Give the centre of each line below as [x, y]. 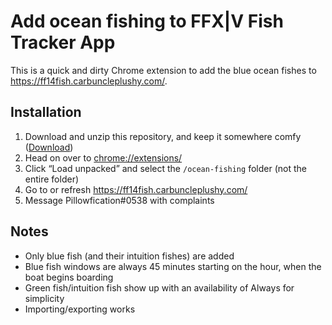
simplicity [44, 298]
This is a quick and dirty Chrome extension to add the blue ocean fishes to [163, 70]
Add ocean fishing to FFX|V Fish [147, 21]
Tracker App [63, 42]
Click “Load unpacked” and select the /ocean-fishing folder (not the [165, 168]
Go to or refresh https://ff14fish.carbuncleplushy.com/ [136, 189]
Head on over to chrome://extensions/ [103, 157]
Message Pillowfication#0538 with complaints [119, 200]
